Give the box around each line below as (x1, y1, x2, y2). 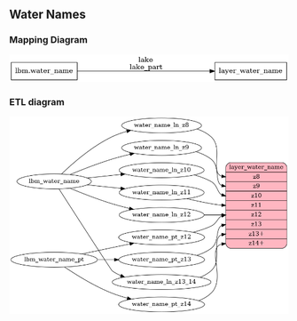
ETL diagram (9, 95, 65, 108)
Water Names (9, 7, 86, 22)
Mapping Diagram (9, 34, 89, 46)
